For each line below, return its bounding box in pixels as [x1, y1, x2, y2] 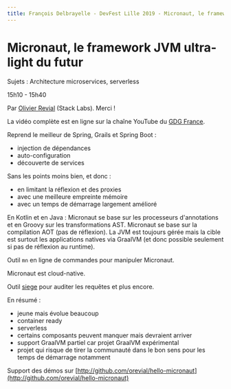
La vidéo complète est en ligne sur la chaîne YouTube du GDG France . [7, 117, 206, 125]
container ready [16, 316, 63, 324]
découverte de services [16, 158, 85, 167]
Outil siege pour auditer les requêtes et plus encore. [7, 282, 155, 291]
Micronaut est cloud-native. [7, 269, 86, 277]
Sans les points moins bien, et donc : [7, 171, 111, 180]
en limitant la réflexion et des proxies [16, 185, 122, 193]
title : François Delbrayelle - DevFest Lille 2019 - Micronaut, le [7, 10, 205, 17]
